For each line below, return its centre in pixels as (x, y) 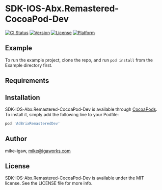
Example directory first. (29, 65)
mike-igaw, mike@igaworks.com (38, 151)
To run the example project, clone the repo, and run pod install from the (79, 60)
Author (16, 139)
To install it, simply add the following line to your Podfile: (62, 114)
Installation (23, 97)
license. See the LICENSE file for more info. (49, 183)
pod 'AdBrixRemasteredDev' (33, 124)
